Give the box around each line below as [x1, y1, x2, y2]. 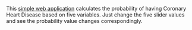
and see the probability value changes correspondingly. [6, 18, 143, 24]
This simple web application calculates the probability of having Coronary [6, 5, 187, 12]
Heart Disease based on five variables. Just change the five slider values [6, 11, 185, 18]
